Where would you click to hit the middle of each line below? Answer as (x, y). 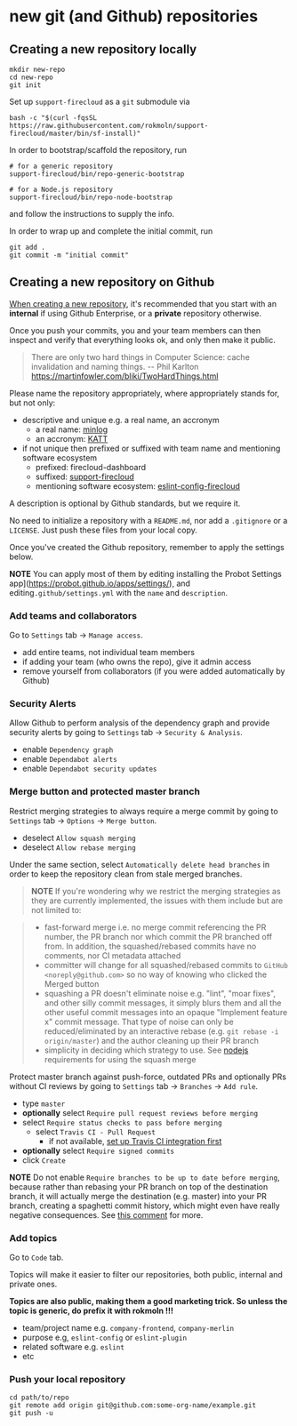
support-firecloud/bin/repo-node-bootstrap (91, 197)
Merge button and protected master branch (104, 791)
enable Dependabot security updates (89, 769)
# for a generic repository (61, 166)
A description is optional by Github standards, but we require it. (125, 503)
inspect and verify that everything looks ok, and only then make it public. (142, 340)
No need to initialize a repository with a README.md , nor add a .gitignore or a (148, 520)
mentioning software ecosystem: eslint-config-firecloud (137, 485)
